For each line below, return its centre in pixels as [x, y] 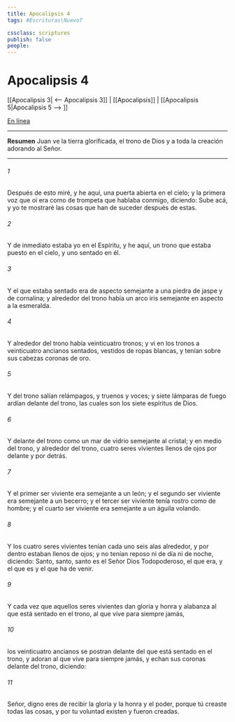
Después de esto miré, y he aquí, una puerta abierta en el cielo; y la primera [116, 193]
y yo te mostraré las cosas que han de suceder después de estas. [102, 208]
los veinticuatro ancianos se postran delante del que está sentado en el [110, 651]
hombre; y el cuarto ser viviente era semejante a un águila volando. [104, 508]
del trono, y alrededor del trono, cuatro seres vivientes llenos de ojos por [112, 448]
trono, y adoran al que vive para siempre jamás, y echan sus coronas [107, 659]
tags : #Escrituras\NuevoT [45, 20]
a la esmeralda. [29, 305]
